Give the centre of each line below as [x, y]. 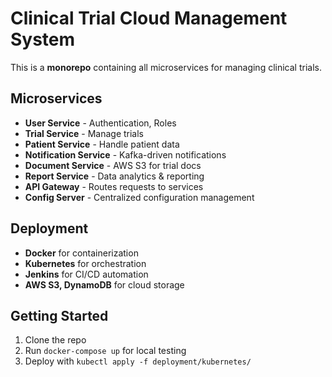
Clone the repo [55, 340]
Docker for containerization [81, 253]
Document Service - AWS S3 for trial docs [113, 165]
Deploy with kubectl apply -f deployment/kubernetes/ [138, 361]
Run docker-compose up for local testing [105, 351]
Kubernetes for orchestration [85, 263]
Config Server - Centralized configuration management [139, 197]
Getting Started [59, 315]
